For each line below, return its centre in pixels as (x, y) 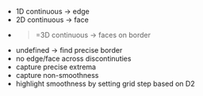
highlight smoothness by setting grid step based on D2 (105, 83)
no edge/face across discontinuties (73, 59)
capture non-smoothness (57, 75)
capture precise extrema (56, 67)
